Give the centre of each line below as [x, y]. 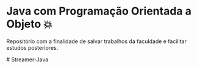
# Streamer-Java [27, 59]
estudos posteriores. [32, 47]
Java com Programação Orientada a [99, 11]
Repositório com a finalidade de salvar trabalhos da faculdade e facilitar [97, 41]
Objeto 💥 [30, 24]
